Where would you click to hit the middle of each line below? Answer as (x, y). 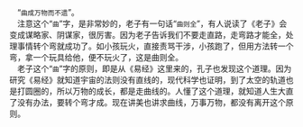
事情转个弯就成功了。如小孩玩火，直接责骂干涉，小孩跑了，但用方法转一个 (155, 46)
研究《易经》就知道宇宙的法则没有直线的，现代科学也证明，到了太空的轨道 (147, 80)
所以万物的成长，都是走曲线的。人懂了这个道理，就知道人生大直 (175, 91)
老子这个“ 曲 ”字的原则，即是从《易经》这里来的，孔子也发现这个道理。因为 (155, 68)
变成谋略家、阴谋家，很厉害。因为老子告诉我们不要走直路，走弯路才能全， (147, 35)
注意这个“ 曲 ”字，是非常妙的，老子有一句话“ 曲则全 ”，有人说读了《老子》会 (152, 23)
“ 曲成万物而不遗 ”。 (48, 12)
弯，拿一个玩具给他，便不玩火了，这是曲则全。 (96, 57)
